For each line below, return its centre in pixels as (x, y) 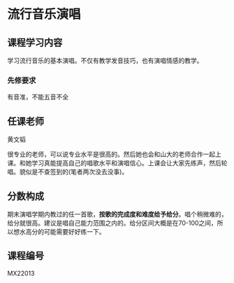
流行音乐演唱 (44, 14)
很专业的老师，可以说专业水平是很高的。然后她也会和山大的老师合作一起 (111, 154)
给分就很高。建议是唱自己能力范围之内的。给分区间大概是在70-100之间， (112, 223)
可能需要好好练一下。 (74, 231)
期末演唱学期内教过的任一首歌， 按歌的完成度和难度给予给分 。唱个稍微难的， (117, 214)
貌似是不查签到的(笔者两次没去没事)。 (74, 172)
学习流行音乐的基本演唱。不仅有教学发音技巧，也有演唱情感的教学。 (105, 61)
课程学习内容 (35, 42)
